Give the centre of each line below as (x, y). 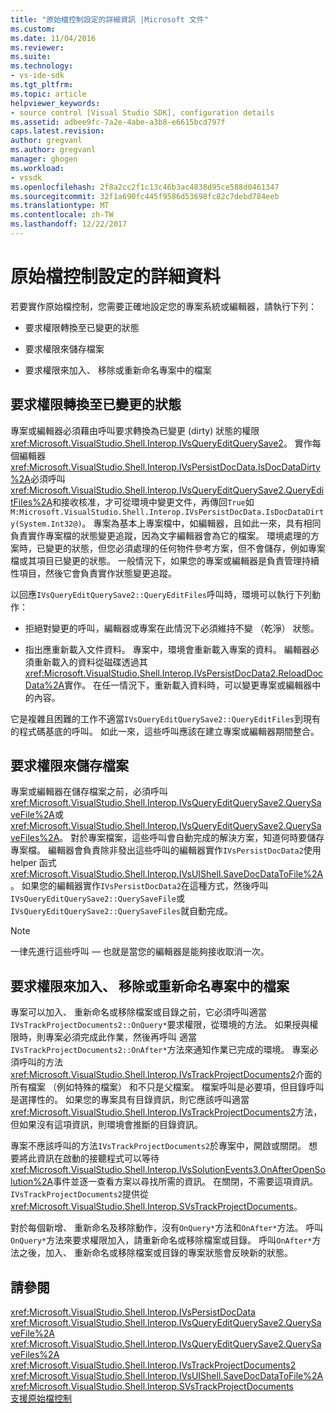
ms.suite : (31, 57)
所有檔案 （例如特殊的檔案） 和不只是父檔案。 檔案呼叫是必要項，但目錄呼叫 (167, 1087)
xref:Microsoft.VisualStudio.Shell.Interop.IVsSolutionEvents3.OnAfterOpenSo (168, 1170)
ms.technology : (42, 66)
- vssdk (26, 177)
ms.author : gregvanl (53, 150)
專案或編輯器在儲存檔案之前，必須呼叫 (89, 792)
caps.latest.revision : (57, 131)
